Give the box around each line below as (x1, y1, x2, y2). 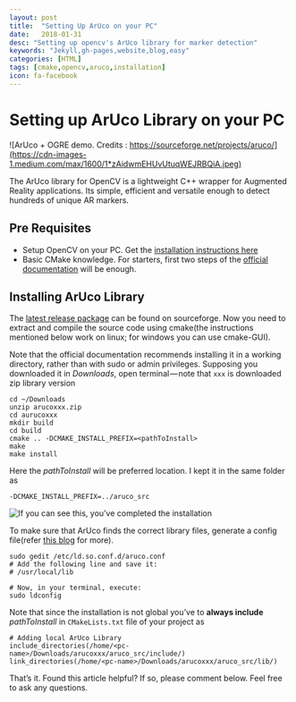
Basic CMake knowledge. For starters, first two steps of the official (21, 254, 268, 265)
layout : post (9, 13, 58, 22)
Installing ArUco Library (9, 289, 145, 304)
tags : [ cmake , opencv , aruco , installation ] (9, 63, 166, 72)
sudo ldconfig (9, 591, 63, 600)
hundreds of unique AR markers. (9, 194, 130, 206)
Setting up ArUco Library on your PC (9, 109, 285, 130)
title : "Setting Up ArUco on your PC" (9, 21, 158, 30)
